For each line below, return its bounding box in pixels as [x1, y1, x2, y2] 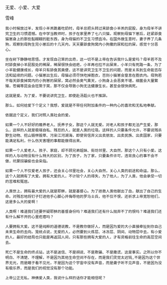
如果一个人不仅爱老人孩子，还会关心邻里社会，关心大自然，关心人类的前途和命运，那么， [5, 168, 162, 173]
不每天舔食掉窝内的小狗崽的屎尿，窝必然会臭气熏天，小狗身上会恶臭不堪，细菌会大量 [5, 78, 154, 83]
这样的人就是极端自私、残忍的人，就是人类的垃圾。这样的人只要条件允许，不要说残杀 [12, 128, 162, 133]
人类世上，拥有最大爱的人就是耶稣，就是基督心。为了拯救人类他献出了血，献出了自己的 [5, 189, 158, 194]
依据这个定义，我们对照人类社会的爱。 [5, 113, 73, 118]
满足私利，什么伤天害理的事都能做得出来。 [9, 138, 84, 143]
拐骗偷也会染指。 [20, 159, 50, 164]
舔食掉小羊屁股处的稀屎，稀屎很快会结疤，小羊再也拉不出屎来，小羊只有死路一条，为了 [9, 62, 162, 67]
